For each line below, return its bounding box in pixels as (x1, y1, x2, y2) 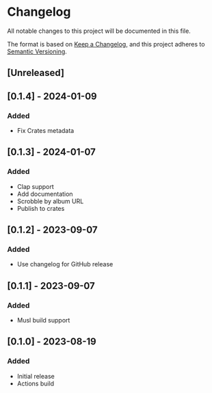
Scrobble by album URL (16, 196, 84, 205)
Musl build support (16, 316, 70, 325)
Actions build (16, 379, 55, 388)
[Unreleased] (7, 67, 65, 79)
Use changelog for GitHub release (16, 260, 114, 268)
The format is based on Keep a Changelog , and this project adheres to (7, 40, 205, 48)
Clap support (16, 182, 55, 190)
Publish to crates (16, 204, 65, 212)
